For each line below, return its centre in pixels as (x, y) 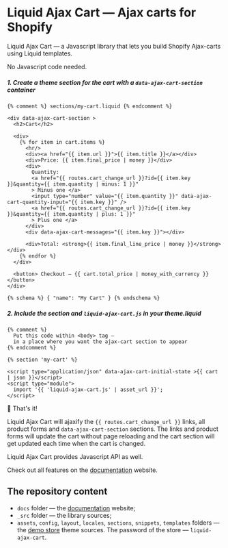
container (21, 90)
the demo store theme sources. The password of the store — (103, 530)
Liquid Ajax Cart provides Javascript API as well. (75, 456)
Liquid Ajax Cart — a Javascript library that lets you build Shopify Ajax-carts (114, 46)
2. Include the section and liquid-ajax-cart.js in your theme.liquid (104, 313)
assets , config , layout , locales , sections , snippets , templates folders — (118, 523)
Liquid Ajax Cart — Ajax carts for (102, 13)
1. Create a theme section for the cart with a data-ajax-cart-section (105, 82)
